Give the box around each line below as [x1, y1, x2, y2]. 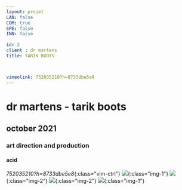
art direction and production [6, 142, 90, 150]
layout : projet [6, 8, 44, 15]
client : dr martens [6, 47, 58, 54]
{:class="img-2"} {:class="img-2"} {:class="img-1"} [6, 177, 145, 185]
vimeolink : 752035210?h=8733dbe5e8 [6, 74, 95, 80]
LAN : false [6, 14, 33, 20]
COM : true [6, 20, 31, 26]
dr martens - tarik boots [6, 100, 127, 114]
